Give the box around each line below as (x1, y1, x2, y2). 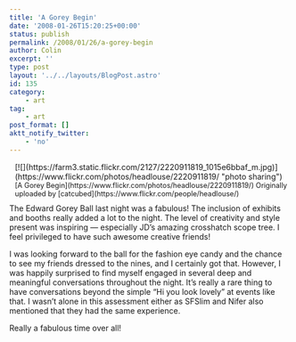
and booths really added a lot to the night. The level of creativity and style (9, 212, 281, 223)
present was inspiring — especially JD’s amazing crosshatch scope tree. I (9, 222, 280, 232)
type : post (9, 63, 50, 72)
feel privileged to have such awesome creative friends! (9, 231, 211, 241)
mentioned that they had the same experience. (9, 305, 181, 316)
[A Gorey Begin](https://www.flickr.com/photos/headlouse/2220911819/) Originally (14, 180, 288, 190)
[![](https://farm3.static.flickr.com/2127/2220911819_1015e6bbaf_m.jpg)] (14, 161, 278, 172)
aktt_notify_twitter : (9, 129, 90, 138)
